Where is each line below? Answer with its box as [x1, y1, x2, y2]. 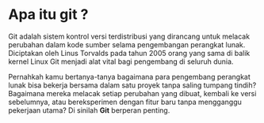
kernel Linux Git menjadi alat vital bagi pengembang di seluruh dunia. [8, 57, 234, 66]
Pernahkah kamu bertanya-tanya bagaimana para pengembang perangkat [8, 72, 251, 81]
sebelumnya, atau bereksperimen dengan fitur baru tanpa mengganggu [8, 97, 242, 106]
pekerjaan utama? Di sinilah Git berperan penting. [8, 105, 170, 115]
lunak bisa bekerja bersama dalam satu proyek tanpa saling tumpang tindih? [8, 80, 257, 90]
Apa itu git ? [8, 6, 89, 24]
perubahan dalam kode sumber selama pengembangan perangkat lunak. [8, 39, 246, 49]
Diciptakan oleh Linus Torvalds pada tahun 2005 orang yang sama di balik [8, 48, 251, 58]
